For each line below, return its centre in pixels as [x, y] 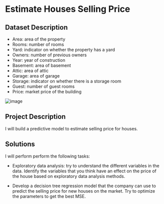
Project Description [35, 117]
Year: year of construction [39, 60]
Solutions [20, 144]
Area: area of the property [39, 39]
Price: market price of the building [47, 92]
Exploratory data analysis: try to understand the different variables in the [86, 165]
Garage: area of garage [36, 76]
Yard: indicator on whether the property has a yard [64, 50]
